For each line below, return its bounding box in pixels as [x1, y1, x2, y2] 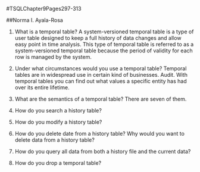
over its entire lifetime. [14, 84, 70, 91]
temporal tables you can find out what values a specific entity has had [14, 77, 187, 85]
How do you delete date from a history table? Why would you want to [14, 130, 185, 137]
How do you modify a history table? [14, 118, 102, 126]
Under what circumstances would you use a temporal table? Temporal [14, 65, 187, 72]
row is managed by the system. [14, 54, 92, 60]
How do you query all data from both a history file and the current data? [14, 148, 191, 155]
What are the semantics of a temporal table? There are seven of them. [14, 95, 187, 102]
